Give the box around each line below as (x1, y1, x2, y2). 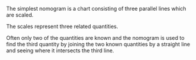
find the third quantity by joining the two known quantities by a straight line (6, 41, 190, 48)
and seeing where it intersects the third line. (6, 47, 115, 54)
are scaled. (6, 11, 34, 18)
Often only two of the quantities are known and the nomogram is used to (6, 34, 185, 41)
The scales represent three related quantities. (6, 23, 118, 30)
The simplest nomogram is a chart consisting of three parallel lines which (6, 5, 186, 12)
